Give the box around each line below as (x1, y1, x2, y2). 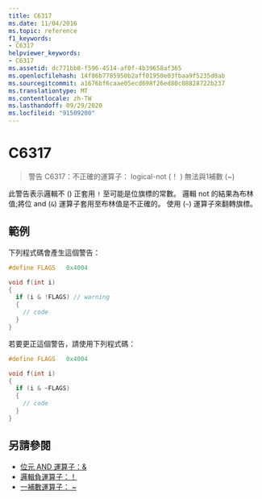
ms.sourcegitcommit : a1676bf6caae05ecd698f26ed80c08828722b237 (8, 79, 226, 87)
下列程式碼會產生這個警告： (8, 247, 101, 257)
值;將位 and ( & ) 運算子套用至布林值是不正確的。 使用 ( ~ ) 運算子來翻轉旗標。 (8, 198, 258, 208)
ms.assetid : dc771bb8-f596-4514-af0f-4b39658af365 (8, 64, 182, 73)
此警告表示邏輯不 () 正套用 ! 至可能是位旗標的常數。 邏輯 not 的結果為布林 (8, 189, 254, 198)
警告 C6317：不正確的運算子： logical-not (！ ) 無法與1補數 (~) (27, 171, 235, 181)
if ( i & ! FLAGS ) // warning (15, 293, 110, 301)
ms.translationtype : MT (8, 86, 89, 95)
